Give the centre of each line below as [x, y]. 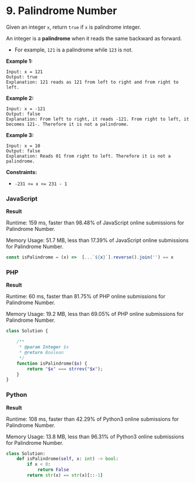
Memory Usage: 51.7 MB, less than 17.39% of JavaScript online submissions [97, 240]
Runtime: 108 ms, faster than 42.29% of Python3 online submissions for [93, 419]
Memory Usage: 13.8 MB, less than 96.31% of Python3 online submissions [95, 436]
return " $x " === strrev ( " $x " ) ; [65, 369]
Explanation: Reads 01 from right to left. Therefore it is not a [88, 156]
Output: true [22, 77]
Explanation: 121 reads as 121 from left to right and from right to [93, 82]
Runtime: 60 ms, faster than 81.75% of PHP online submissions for [86, 297]
